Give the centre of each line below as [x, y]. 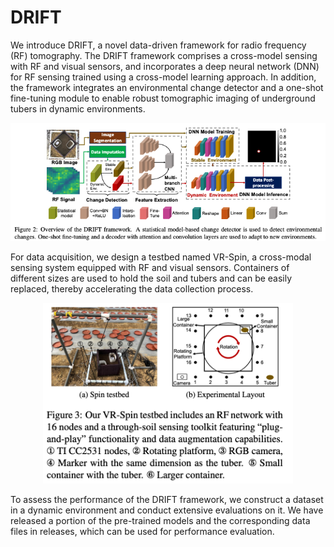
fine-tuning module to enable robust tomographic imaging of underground [163, 98]
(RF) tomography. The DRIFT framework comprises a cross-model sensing [164, 55]
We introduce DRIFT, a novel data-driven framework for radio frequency [158, 45]
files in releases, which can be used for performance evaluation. [142, 531]
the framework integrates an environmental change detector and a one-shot [167, 87]
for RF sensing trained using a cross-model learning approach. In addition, [163, 77]
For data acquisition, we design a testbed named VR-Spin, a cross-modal [161, 257]
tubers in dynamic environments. [78, 108]
